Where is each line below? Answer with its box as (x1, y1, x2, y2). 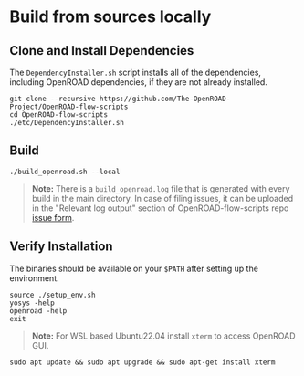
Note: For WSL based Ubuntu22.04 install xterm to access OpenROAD (31, 330, 296, 341)
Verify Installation (9, 239, 113, 255)
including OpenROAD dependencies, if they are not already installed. (9, 77, 267, 88)
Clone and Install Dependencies (9, 43, 194, 58)
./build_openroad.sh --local (9, 167, 121, 176)
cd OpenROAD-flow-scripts (9, 110, 108, 120)
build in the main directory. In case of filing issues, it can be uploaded (31, 193, 294, 204)
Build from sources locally (9, 6, 212, 27)
